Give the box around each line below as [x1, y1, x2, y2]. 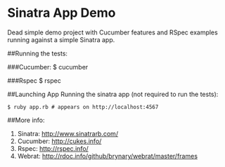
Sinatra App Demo [7, 5, 116, 21]
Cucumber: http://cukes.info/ [17, 137, 102, 145]
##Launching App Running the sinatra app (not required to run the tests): [7, 90, 219, 98]
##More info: [7, 116, 45, 124]
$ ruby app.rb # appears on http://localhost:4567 [7, 103, 159, 110]
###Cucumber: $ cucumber [7, 62, 89, 71]
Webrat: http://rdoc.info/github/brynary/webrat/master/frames [17, 152, 198, 160]
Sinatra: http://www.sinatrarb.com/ [17, 129, 118, 138]
